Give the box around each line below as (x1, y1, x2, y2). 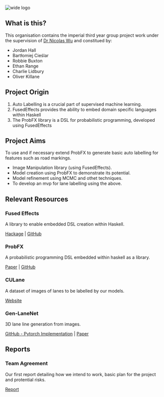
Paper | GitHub (5, 264, 36, 270)
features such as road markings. (5, 155, 72, 161)
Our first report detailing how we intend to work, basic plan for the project (5, 371, 156, 377)
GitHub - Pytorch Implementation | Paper (5, 331, 89, 337)
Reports (5, 345, 31, 354)
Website (5, 297, 22, 303)
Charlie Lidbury (12, 68, 44, 74)
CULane (5, 276, 25, 283)
